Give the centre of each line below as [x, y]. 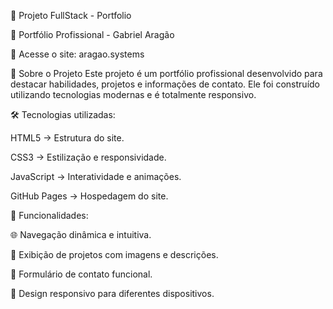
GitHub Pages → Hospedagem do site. [89, 196]
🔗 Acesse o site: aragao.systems [77, 54]
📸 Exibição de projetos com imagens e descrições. [114, 254]
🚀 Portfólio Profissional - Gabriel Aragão [92, 34]
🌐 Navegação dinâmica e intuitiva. [81, 234]
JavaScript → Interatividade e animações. [96, 176]
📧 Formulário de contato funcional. [81, 274]
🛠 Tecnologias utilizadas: [63, 114]
